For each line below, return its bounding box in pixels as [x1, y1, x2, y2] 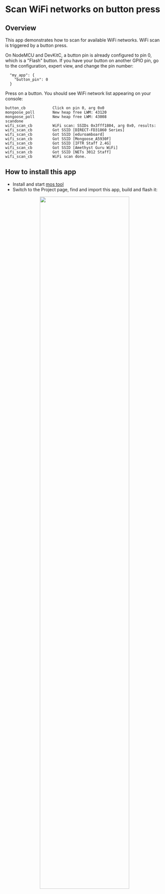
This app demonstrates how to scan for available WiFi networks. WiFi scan [5, 37, 160, 43]
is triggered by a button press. [5, 42, 68, 48]
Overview [5, 24, 37, 32]
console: [5, 96, 24, 101]
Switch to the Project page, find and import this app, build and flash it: [12, 186, 157, 192]
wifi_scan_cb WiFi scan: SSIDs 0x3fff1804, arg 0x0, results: [5, 123, 156, 128]
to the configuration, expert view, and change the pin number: [5, 63, 134, 69]
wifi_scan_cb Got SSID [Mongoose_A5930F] [5, 136, 112, 141]
